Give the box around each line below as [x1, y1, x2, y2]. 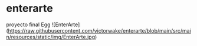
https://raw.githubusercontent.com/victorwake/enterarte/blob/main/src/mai [8, 27, 192, 34]
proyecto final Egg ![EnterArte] [6, 21, 80, 28]
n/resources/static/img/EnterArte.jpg [6, 33, 96, 40]
